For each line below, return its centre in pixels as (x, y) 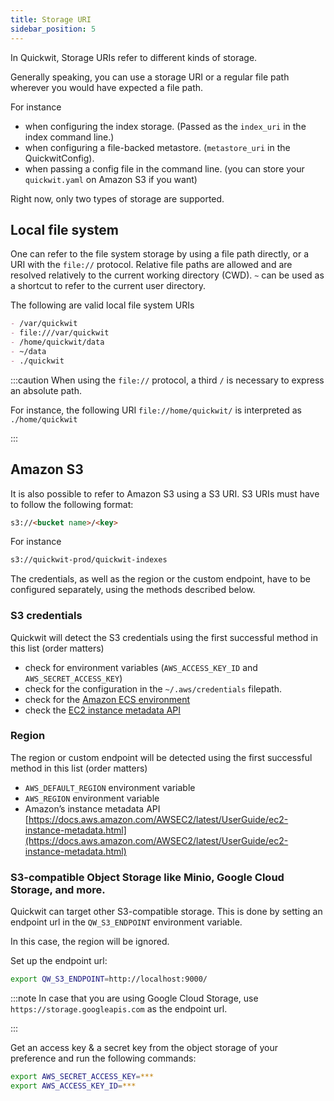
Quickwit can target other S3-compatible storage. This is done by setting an (166, 912)
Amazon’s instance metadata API (92, 808)
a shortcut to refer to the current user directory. (108, 286)
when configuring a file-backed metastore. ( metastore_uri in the (157, 147)
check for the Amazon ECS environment (107, 699)
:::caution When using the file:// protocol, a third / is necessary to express (167, 380)
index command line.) (69, 137)
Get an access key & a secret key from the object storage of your (144, 1048)
